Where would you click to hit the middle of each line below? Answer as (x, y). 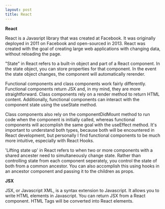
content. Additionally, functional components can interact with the (72, 99)
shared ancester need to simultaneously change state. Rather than (73, 155)
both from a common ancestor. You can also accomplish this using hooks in (82, 166)
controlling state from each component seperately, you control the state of (81, 160)
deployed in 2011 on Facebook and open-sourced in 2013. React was (75, 43)
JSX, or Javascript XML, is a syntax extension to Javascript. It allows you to (82, 190)
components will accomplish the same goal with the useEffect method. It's (81, 125)
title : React (19, 14)
